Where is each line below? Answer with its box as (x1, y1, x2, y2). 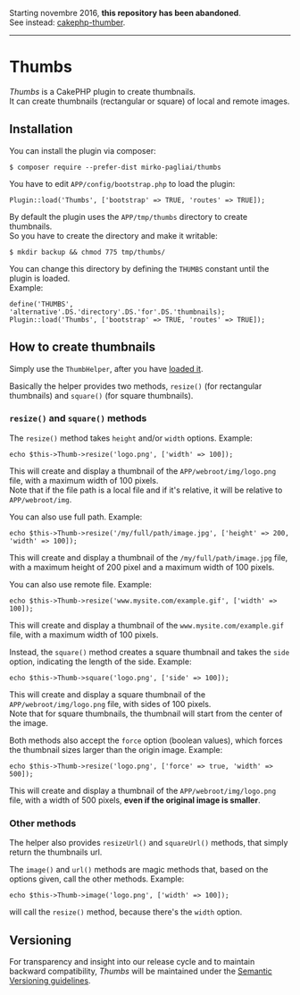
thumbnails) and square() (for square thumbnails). (9, 390, 194, 401)
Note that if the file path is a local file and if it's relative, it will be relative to (9, 485, 283, 495)
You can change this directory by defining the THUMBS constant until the (9, 263, 270, 274)
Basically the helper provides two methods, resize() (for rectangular (9, 380, 262, 392)
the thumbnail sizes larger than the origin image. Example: (9, 744, 223, 755)
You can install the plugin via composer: (9, 145, 156, 156)
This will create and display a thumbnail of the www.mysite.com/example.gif (9, 620, 284, 630)
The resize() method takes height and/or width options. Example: (9, 433, 253, 443)
